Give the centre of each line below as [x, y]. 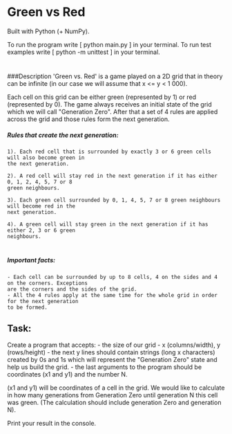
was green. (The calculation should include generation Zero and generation [114, 403]
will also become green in [46, 158]
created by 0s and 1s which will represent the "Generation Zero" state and [112, 360]
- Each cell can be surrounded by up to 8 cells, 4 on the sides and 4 [112, 277]
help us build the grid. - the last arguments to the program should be [105, 367]
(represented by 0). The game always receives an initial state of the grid [109, 105]
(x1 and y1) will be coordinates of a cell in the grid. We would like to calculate [116, 388]
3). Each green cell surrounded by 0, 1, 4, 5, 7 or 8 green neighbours [114, 200]
